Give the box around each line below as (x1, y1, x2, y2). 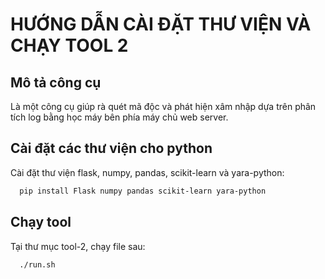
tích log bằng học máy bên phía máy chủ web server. (10, 111, 229, 123)
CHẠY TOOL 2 (10, 34, 129, 57)
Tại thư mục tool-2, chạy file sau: (10, 240, 146, 252)
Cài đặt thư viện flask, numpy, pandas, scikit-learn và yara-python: (10, 166, 285, 178)
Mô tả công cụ (10, 74, 102, 91)
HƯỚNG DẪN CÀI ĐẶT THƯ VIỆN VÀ (10, 13, 312, 36)
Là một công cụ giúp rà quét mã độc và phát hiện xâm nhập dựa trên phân (10, 101, 317, 112)
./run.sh (19, 259, 56, 270)
